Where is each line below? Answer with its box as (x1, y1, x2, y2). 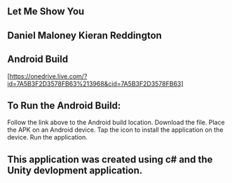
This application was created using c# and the (7, 154, 213, 165)
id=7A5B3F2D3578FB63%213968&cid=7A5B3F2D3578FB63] (7, 79, 184, 88)
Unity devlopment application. (7, 164, 143, 176)
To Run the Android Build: (7, 100, 121, 111)
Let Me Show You (7, 6, 85, 18)
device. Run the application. (7, 133, 88, 142)
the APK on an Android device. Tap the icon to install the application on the (7, 126, 224, 134)
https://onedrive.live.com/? (9, 72, 88, 80)
